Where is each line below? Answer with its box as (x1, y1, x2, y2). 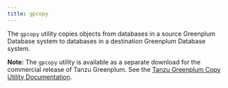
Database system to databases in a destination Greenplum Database (7, 36, 206, 45)
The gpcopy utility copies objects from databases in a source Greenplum (7, 29, 216, 38)
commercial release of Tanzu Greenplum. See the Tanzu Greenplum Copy (7, 65, 221, 73)
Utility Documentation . (7, 73, 72, 81)
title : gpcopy (7, 10, 49, 17)
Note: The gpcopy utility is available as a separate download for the (7, 57, 201, 66)
